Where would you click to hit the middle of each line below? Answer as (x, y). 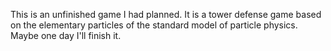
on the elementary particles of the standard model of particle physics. (154, 25)
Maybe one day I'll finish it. (66, 35)
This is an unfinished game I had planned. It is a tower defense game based (166, 14)
